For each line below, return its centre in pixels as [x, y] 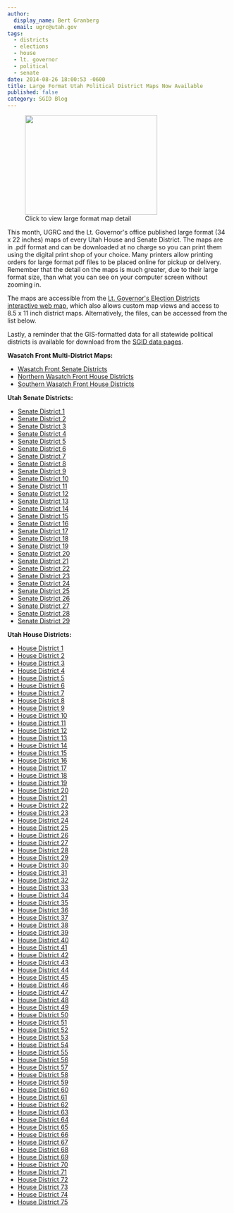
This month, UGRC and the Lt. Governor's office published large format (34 [116, 232]
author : [19, 14]
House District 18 [42, 775]
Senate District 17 [43, 531]
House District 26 [43, 835]
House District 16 [42, 760]
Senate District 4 [42, 434]
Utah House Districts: [39, 634]
